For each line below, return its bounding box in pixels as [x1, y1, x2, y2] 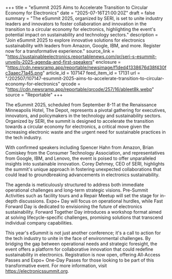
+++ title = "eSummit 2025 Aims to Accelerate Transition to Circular [5, 5, 148, 10]
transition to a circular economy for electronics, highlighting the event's [5, 26, 156, 32]
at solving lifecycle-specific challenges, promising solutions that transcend [5, 214, 163, 220]
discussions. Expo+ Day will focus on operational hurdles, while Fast [18, 198, 163, 204]
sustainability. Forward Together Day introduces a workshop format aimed [5, 209, 162, 215]
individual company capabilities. [5, 220, 73, 226]
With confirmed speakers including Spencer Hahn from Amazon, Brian [5, 144, 154, 151]
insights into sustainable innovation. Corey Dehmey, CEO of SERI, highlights [5, 161, 165, 166]
